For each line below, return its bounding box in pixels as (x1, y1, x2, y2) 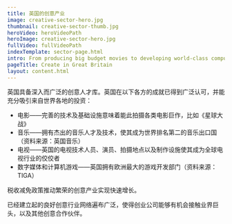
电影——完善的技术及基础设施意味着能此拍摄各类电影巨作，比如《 (17, 111, 205, 119)
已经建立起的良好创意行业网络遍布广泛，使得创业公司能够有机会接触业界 (7, 201, 213, 209)
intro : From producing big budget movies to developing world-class (7, 55, 209, 62)
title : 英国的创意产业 (7, 10, 66, 17)
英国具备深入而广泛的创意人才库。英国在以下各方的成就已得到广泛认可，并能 (7, 88, 225, 96)
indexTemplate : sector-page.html (7, 49, 104, 56)
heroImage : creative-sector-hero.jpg (7, 36, 116, 43)
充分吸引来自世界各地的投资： (7, 96, 92, 104)
